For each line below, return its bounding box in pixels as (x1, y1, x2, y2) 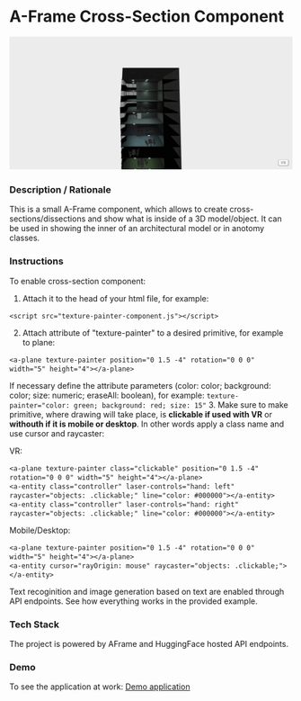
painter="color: (9, 400, 70, 410)
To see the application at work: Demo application (9, 681, 190, 692)
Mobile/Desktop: (9, 525, 71, 535)
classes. (9, 232, 40, 244)
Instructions (9, 255, 65, 267)
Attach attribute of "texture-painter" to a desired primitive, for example (22, 327, 284, 338)
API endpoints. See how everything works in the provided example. (9, 596, 258, 607)
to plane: (22, 337, 56, 347)
